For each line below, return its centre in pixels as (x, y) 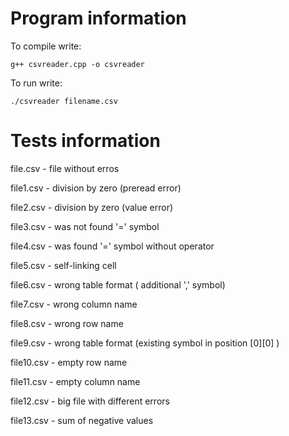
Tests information (85, 141)
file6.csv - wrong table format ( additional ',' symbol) (118, 284)
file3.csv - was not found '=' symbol (85, 226)
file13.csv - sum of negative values (82, 420)
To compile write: (46, 46)
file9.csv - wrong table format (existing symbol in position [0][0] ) (145, 343)
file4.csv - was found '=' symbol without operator (112, 246)
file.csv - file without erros (65, 168)
